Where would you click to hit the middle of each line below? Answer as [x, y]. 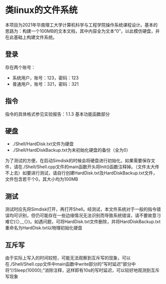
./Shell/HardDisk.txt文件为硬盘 [43, 144]
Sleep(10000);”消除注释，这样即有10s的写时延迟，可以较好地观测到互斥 [87, 270]
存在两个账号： [20, 67]
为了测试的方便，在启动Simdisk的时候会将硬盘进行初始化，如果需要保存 [78, 161]
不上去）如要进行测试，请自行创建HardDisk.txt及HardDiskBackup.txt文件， [81, 173]
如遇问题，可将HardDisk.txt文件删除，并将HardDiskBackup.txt [97, 222]
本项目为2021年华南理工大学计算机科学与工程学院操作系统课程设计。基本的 [82, 25]
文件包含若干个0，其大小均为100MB [41, 179]
